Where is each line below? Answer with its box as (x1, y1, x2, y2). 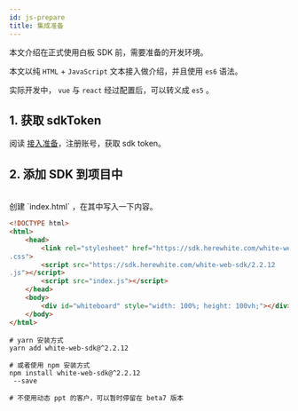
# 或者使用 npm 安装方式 (9, 360, 90, 369)
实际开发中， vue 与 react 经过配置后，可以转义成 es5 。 (9, 84, 215, 95)
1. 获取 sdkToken (9, 113, 102, 128)
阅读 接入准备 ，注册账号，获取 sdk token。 (9, 138, 167, 149)
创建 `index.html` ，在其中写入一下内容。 (9, 202, 158, 212)
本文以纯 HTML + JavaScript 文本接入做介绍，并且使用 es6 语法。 (9, 66, 243, 76)
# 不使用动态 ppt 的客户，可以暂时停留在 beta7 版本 (9, 393, 184, 402)
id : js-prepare (9, 12, 66, 22)
